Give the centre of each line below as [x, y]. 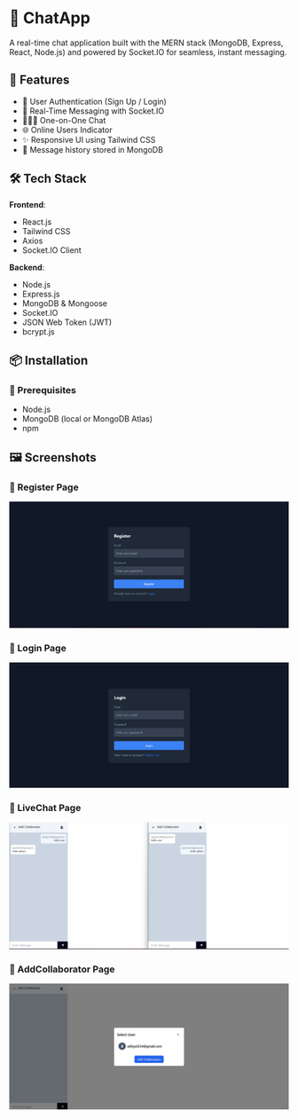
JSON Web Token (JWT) [67, 322]
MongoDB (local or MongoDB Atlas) [87, 419]
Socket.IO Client [51, 250]
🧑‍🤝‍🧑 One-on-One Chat [64, 120]
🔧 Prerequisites [43, 390]
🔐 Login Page [38, 648]
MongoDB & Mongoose [65, 303]
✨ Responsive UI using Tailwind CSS [89, 139]
